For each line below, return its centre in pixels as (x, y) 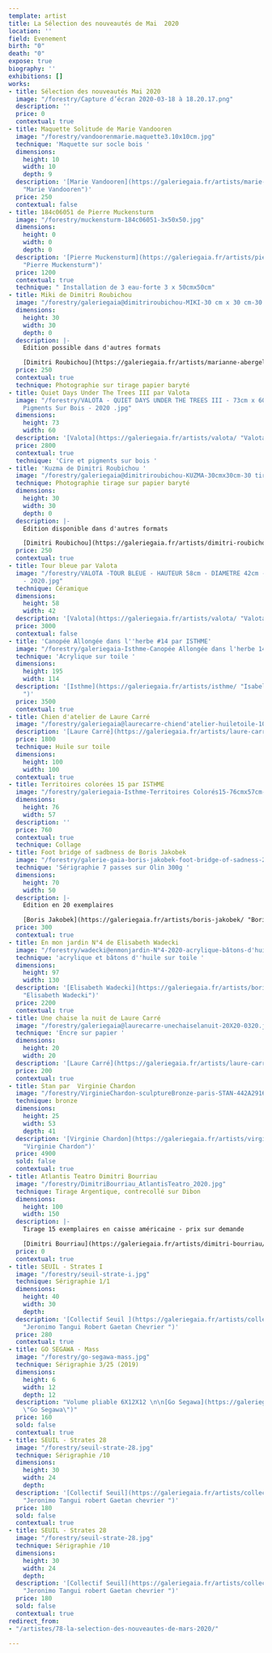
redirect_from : (34, 1621)
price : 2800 (36, 446)
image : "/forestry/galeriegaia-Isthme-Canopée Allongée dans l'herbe (135, 649)
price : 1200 (36, 273)
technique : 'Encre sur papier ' (70, 1033)
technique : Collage (49, 845)
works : (19, 84)
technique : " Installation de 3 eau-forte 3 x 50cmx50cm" (116, 288)
